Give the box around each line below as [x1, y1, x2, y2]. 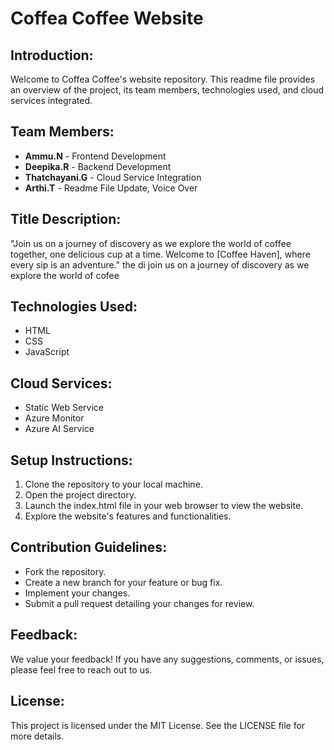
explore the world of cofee [10, 269, 120, 281]
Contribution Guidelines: [10, 539, 168, 556]
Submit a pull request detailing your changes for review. [24, 597, 255, 609]
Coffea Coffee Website [10, 7, 204, 30]
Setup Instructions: [10, 452, 133, 469]
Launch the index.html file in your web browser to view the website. [24, 500, 304, 512]
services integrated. [10, 95, 93, 106]
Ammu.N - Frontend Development [24, 150, 167, 162]
